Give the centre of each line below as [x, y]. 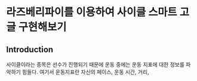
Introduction [30, 49]
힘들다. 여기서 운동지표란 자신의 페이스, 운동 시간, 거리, [85, 72]
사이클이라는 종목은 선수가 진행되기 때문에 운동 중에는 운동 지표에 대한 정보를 [96, 64]
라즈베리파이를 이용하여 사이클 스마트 [92, 12]
